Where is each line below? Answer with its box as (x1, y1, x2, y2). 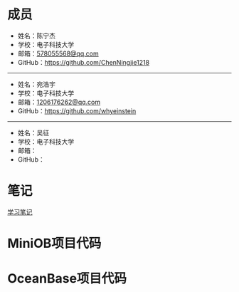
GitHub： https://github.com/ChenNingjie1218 (17, 58, 150, 66)
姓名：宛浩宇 (17, 80, 55, 88)
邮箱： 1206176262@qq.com (17, 98, 101, 106)
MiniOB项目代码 (7, 236, 102, 251)
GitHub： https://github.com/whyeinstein (17, 106, 137, 115)
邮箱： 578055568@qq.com (17, 49, 99, 58)
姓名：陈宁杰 (17, 31, 55, 40)
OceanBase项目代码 (7, 271, 127, 287)
